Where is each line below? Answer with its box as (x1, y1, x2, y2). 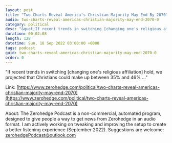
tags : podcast (5, 45, 36, 51)
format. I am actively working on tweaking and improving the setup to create (5, 121, 166, 128)
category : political (5, 21, 50, 27)
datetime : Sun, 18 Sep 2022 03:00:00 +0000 (5, 41, 100, 46)
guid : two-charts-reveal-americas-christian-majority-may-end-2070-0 (5, 50, 157, 55)
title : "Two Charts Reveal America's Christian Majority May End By (5, 12, 155, 17)
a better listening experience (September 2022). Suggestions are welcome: (5, 127, 164, 133)
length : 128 (5, 36, 31, 41)
